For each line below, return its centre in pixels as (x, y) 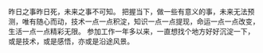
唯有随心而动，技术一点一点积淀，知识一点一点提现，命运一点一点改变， (141, 21)
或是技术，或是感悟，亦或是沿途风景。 (71, 41)
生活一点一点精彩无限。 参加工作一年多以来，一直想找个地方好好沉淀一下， (131, 31)
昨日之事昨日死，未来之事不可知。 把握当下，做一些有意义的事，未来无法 (128, 11)
